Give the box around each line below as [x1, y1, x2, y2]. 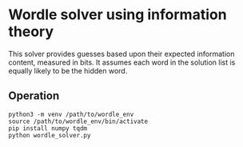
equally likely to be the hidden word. [8, 66, 128, 75]
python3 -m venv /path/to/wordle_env [8, 110, 134, 118]
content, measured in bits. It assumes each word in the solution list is [8, 58, 236, 67]
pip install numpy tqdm [8, 124, 88, 133]
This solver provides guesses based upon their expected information [8, 49, 235, 58]
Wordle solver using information [8, 6, 227, 24]
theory [8, 22, 54, 41]
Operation [8, 89, 60, 103]
